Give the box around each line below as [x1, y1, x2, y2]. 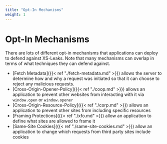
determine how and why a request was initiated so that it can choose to [12, 75, 160, 81]
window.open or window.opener [12, 97, 73, 103]
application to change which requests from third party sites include [12, 128, 151, 135]
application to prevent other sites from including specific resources [12, 107, 151, 113]
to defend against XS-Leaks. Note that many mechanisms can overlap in [5, 55, 154, 61]
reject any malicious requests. [12, 81, 74, 87]
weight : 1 [5, 12, 26, 17]
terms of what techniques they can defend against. [5, 60, 110, 66]
